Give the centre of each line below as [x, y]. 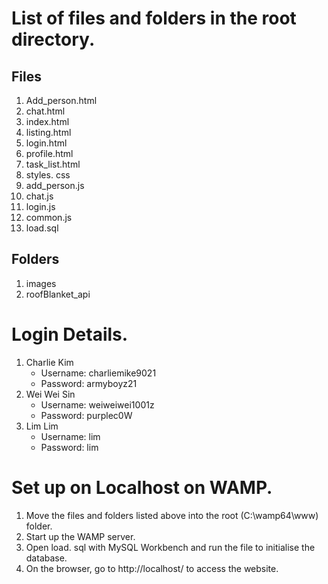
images [41, 283]
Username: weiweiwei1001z [97, 404]
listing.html [48, 132]
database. [46, 558]
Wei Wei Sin [50, 394]
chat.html [45, 111]
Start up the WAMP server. [80, 536]
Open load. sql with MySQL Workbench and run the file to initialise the [170, 547]
